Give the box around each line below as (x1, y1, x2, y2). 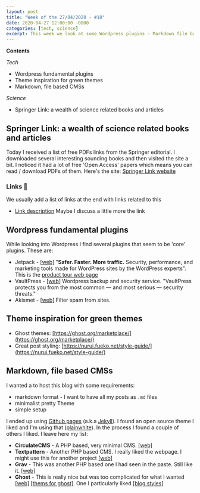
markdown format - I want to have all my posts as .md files (14, 393, 158, 400)
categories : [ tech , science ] (6, 25, 79, 32)
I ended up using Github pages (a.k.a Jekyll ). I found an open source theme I (6, 417, 195, 424)
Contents (6, 47, 30, 54)
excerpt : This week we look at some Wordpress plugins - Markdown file (6, 31, 187, 37)
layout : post (6, 8, 39, 15)
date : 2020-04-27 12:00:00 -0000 (6, 20, 89, 26)
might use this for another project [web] (14, 454, 113, 461)
